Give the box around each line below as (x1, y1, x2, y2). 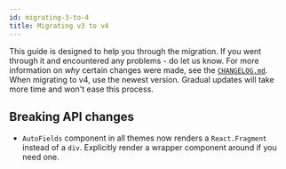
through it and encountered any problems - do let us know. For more (9, 55, 259, 66)
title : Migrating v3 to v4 (9, 21, 109, 30)
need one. (21, 152, 60, 163)
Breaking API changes (9, 109, 135, 125)
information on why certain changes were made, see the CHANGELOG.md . (9, 64, 268, 76)
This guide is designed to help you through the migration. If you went (9, 45, 262, 56)
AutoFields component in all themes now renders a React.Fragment (21, 133, 267, 143)
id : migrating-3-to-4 (9, 12, 90, 22)
